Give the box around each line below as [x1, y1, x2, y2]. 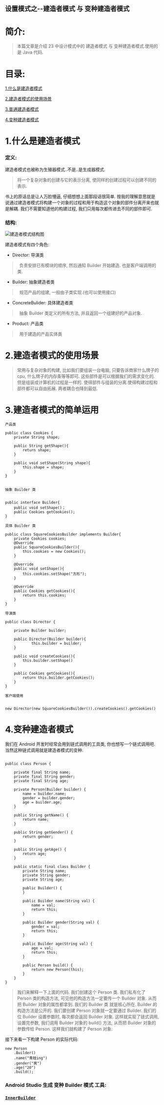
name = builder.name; [22, 791, 67, 796]
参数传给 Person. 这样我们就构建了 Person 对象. [17, 1026, 113, 1031]
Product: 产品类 [12, 320, 44, 327]
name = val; [31, 903, 56, 908]
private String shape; [14, 435, 60, 440]
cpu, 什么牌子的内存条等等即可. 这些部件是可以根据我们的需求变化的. [17, 373, 155, 379]
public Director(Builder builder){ [14, 637, 86, 641]
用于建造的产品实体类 [19, 331, 62, 337]
